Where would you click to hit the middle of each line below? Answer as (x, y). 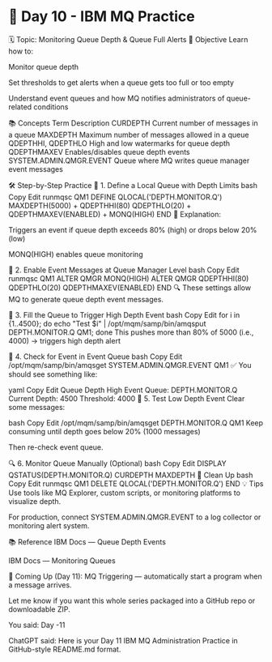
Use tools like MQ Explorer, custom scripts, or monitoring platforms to (125, 493)
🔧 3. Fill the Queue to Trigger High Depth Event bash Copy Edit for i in (124, 314)
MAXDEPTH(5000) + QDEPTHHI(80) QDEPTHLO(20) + (100, 205)
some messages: (37, 407)
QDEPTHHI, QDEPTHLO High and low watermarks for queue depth (119, 143)
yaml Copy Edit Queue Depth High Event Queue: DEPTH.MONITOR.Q (123, 390)
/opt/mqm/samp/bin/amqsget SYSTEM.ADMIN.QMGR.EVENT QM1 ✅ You (130, 365)
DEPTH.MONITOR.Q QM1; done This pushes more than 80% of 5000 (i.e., (131, 332)
